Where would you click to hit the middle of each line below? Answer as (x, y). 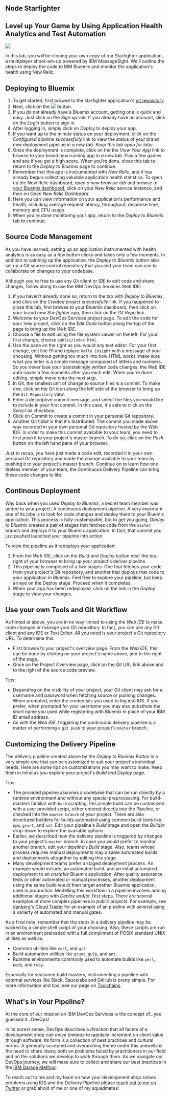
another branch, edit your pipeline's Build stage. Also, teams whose (84, 847)
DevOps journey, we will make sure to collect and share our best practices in (86, 1062)
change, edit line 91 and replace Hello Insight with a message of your (87, 351)
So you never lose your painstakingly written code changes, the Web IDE (89, 367)
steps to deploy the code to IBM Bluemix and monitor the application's (79, 67)
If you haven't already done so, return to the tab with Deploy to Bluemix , (88, 296)
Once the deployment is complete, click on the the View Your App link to (89, 150)
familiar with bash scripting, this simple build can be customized (98, 804)
